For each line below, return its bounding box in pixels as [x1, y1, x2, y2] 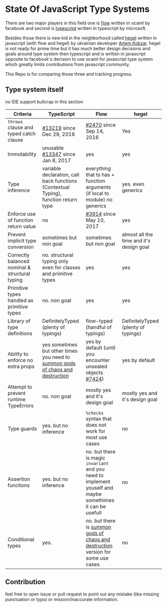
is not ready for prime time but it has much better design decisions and [5, 45, 151, 51]
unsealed [85, 363, 108, 369]
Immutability [7, 150, 37, 157]
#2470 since [85, 121, 116, 128]
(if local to [85, 190, 109, 197]
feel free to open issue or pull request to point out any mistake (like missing [5, 591, 159, 597]
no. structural [42, 251, 74, 258]
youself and [85, 484, 113, 491]
